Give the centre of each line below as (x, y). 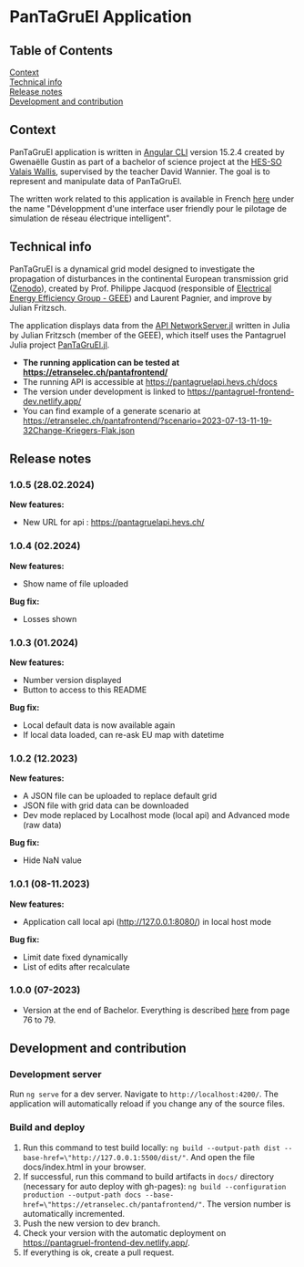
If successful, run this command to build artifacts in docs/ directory (148, 1176)
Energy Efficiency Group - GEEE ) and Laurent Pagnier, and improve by (141, 297)
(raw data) (42, 825)
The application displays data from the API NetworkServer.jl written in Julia (150, 325)
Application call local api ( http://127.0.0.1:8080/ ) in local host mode (147, 921)
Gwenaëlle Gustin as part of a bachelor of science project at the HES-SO (146, 161)
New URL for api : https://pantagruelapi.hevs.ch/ (113, 523)
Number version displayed (72, 680)
